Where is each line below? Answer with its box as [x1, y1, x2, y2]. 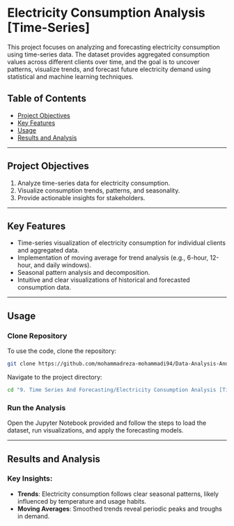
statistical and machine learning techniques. [7, 72, 134, 81]
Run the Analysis [7, 403, 66, 412]
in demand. [17, 511, 50, 520]
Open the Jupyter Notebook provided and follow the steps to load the [7, 419, 207, 427]
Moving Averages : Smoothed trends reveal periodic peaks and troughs [17, 504, 223, 513]
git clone [7, 361, 36, 368]
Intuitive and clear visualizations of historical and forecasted [17, 276, 190, 284]
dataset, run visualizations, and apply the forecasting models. [7, 426, 184, 435]
